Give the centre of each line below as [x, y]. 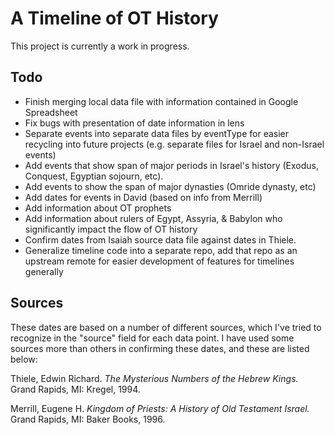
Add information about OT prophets [98, 208]
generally [44, 271]
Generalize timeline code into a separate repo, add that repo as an [161, 250]
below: [24, 359]
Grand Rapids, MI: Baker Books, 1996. [88, 419]
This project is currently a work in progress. [100, 46]
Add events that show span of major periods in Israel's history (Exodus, [171, 165]
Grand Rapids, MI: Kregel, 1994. [75, 389]
